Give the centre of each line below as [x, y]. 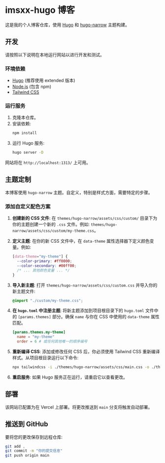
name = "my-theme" [36, 337]
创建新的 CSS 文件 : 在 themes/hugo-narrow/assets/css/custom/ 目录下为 [85, 218]
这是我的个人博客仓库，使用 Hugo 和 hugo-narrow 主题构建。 [67, 25]
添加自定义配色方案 [28, 207]
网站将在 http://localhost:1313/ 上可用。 [48, 163]
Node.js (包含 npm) [32, 86]
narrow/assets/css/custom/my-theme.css [53, 231]
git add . [15, 446]
